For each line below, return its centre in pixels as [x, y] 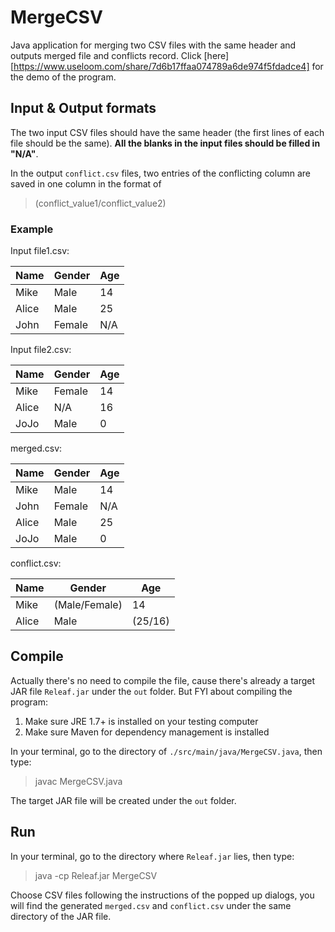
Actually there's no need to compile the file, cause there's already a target [163, 680]
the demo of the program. [63, 77]
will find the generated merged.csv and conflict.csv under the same [151, 905]
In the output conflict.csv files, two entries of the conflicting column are [160, 173]
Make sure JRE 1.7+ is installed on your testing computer [141, 721]
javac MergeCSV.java [78, 781]
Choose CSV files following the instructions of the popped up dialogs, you [162, 895]
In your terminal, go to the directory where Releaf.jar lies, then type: [152, 856]
